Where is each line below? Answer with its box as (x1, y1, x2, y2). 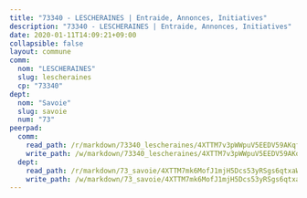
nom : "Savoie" (17, 98, 71, 108)
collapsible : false (9, 38, 84, 48)
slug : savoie (17, 107, 68, 116)
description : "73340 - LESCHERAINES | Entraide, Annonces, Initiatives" (9, 22, 292, 31)
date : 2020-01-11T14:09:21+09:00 (9, 30, 137, 39)
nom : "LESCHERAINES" (17, 65, 96, 74)
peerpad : (9, 124, 43, 133)
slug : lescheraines (17, 73, 92, 82)
